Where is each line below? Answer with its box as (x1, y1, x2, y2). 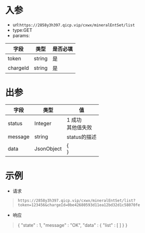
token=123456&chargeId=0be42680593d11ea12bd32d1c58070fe (17, 202, 140, 208)
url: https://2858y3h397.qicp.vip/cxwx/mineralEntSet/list (12, 21, 135, 28)
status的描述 (66, 133, 97, 140)
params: (12, 32, 30, 38)
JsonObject (34, 145, 62, 152)
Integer (34, 120, 52, 127)
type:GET (12, 27, 33, 33)
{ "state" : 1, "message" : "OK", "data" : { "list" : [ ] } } (17, 222, 128, 228)
